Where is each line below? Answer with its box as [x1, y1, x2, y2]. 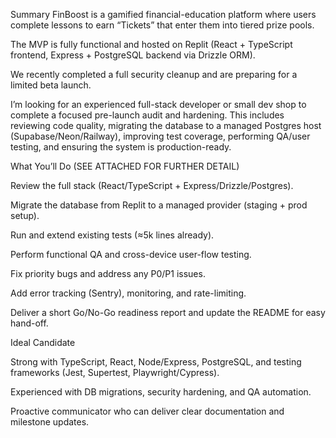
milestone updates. [10, 416, 90, 428]
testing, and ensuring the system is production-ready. [10, 141, 232, 153]
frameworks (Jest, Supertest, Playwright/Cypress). [10, 367, 220, 378]
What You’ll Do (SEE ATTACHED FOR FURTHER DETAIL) [10, 160, 240, 172]
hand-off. [10, 317, 49, 329]
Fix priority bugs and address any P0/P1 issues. [10, 268, 206, 279]
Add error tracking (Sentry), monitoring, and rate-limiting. [10, 287, 247, 299]
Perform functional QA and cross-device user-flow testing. [10, 249, 252, 260]
